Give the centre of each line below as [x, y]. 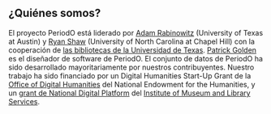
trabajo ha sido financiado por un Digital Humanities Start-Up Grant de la [130, 75]
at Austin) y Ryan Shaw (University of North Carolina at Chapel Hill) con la [132, 41]
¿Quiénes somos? [55, 13]
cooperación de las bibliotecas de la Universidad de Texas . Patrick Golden [133, 50]
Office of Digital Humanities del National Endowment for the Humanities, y [132, 84]
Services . [24, 101]
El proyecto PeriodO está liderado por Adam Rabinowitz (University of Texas [136, 32]
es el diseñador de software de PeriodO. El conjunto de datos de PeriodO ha [136, 58]
